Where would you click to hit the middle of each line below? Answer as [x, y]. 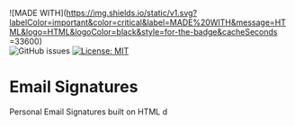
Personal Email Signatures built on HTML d [89, 112]
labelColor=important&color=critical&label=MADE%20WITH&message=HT [147, 22]
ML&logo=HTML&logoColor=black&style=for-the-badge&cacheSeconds [143, 32]
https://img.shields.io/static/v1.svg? [132, 13]
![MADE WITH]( [38, 13]
